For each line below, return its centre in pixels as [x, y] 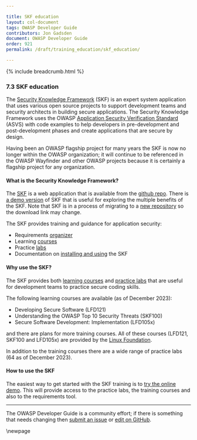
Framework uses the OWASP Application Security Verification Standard [92, 118]
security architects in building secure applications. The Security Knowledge [97, 112]
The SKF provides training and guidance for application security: [84, 224]
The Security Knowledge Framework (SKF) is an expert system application [96, 99]
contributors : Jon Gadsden [39, 33]
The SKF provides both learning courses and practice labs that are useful [94, 281]
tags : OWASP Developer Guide [42, 28]
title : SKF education [33, 16]
